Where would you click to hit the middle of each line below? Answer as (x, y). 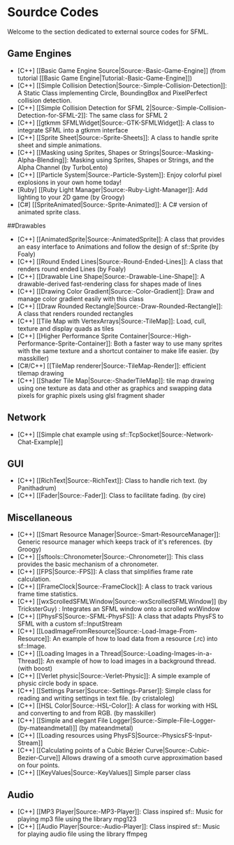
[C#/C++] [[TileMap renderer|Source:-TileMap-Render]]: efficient (111, 366)
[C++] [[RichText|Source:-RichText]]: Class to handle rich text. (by (112, 481)
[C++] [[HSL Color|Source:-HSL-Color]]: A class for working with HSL (118, 706)
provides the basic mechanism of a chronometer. (88, 564)
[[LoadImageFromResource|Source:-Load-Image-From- (117, 631)
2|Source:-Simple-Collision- (186, 108)
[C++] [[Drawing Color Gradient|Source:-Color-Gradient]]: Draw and (116, 291)
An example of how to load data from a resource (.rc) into (135, 639)
